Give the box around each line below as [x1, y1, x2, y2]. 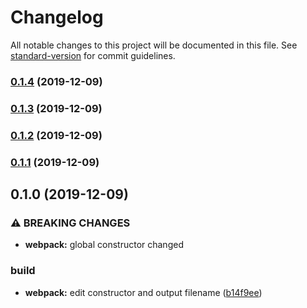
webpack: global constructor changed [24, 239, 184, 251]
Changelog [10, 6, 104, 29]
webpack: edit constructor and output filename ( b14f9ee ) [24, 286, 263, 298]
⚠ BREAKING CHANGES [10, 216, 131, 230]
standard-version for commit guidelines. [10, 49, 176, 61]
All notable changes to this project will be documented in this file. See [10, 39, 298, 51]
